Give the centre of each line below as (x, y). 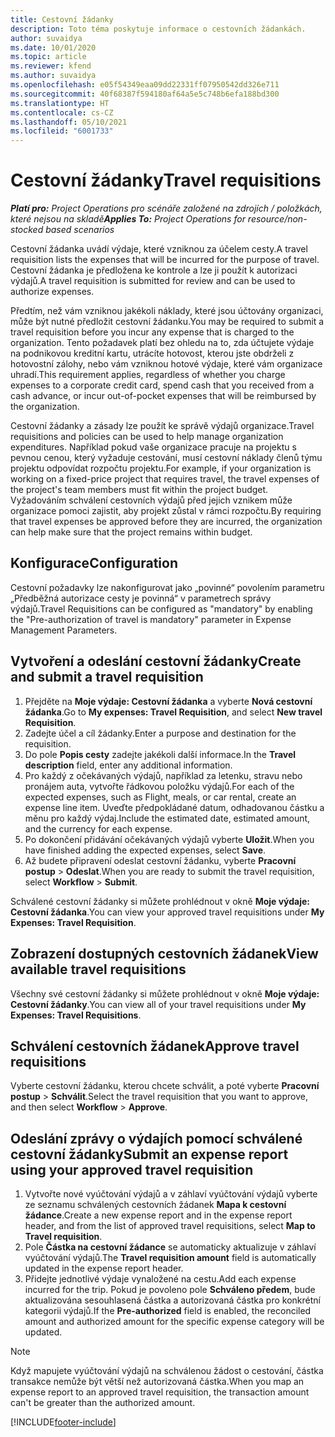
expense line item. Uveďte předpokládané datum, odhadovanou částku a (174, 807)
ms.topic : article (48, 57)
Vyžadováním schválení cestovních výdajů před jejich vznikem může (151, 500)
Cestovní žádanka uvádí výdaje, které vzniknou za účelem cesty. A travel (159, 249)
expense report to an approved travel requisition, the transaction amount (160, 1392)
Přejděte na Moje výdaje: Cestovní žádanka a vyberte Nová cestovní (168, 701)
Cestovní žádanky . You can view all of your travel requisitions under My (158, 1004)
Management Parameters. (64, 630)
